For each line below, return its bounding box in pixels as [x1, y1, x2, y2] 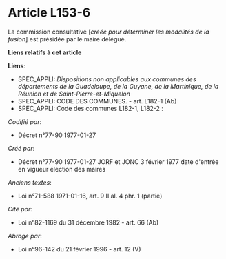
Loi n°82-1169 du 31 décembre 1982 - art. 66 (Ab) [17, 218, 159, 227]
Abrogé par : [8, 231, 42, 240]
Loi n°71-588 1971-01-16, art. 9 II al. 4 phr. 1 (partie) [17, 191, 163, 200]
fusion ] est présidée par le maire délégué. [8, 34, 127, 43]
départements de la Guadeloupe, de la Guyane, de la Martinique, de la [17, 82, 219, 90]
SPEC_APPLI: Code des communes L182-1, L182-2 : [17, 104, 164, 112]
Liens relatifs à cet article [8, 48, 82, 56]
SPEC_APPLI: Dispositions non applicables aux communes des [17, 74, 196, 83]
